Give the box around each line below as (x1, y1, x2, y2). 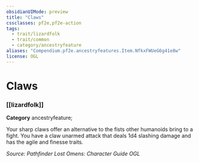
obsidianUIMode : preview (6, 8, 68, 15)
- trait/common (11, 37, 50, 43)
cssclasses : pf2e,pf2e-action (6, 20, 82, 26)
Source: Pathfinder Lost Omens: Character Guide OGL (6, 150, 140, 158)
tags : (6, 25, 20, 32)
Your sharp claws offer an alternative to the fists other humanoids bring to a (6, 126, 193, 133)
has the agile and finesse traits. (6, 138, 84, 146)
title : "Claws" (6, 14, 44, 20)
